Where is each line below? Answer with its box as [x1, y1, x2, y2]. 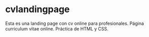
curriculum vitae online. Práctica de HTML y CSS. [5, 25, 109, 31]
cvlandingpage [5, 4, 70, 15]
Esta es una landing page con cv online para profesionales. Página [5, 20, 144, 26]
